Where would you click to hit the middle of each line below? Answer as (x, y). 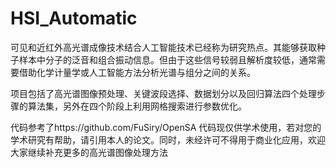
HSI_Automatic (74, 18)
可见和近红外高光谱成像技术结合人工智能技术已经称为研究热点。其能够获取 (163, 47)
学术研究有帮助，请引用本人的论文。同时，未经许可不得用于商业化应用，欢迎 (168, 139)
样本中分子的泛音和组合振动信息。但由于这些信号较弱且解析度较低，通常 (167, 59)
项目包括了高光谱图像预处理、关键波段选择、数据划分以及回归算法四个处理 (163, 93)
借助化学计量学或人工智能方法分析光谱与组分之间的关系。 (137, 72)
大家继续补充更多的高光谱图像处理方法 (89, 152)
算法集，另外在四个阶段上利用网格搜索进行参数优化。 (137, 106)
